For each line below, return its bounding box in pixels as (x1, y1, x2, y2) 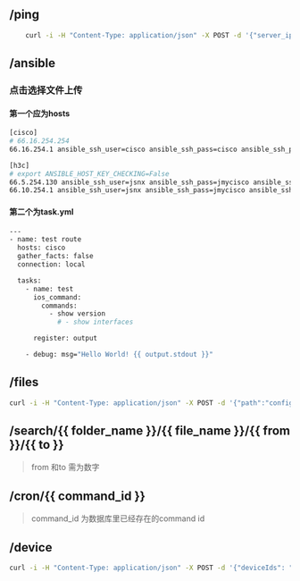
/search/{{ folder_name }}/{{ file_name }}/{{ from (9, 423, 290, 438)
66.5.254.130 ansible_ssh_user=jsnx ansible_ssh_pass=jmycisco (9, 178, 250, 187)
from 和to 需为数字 (30, 462, 100, 473)
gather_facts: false (17, 252, 94, 261)
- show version (48, 309, 105, 318)
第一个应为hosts (9, 107, 71, 119)
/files (9, 375, 39, 390)
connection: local (17, 260, 87, 269)
